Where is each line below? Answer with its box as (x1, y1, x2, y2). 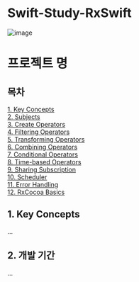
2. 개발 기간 (7, 249, 55, 261)
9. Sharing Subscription (7, 165, 77, 174)
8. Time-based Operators (7, 157, 82, 166)
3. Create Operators (7, 120, 66, 128)
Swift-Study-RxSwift (7, 5, 133, 21)
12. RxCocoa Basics (7, 188, 65, 196)
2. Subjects (7, 112, 40, 121)
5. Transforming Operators (7, 135, 85, 143)
